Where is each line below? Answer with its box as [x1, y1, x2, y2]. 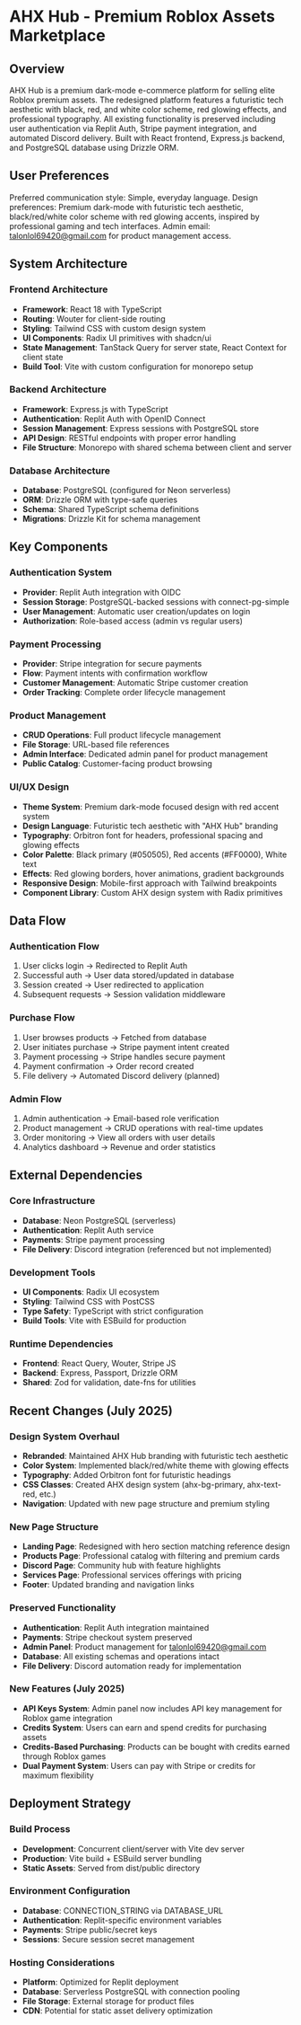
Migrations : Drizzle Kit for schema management [21, 514, 202, 525]
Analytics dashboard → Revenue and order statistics [21, 1141, 217, 1152]
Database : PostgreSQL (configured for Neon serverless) [21, 485, 231, 496]
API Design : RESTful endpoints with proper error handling [21, 432, 236, 443]
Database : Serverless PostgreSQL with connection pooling [21, 1986, 240, 1997]
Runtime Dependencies [9, 1337, 114, 1349]
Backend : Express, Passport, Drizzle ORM [21, 1367, 178, 1378]
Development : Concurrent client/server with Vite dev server [21, 1844, 245, 1854]
